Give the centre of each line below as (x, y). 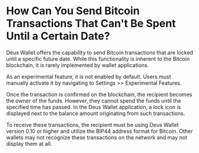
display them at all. (29, 144)
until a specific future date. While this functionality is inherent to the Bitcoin (98, 59)
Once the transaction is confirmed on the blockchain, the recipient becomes (99, 94)
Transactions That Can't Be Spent (91, 23)
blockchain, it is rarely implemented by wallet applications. (78, 65)
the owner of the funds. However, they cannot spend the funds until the (94, 101)
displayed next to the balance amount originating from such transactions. (96, 113)
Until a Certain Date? (58, 36)
